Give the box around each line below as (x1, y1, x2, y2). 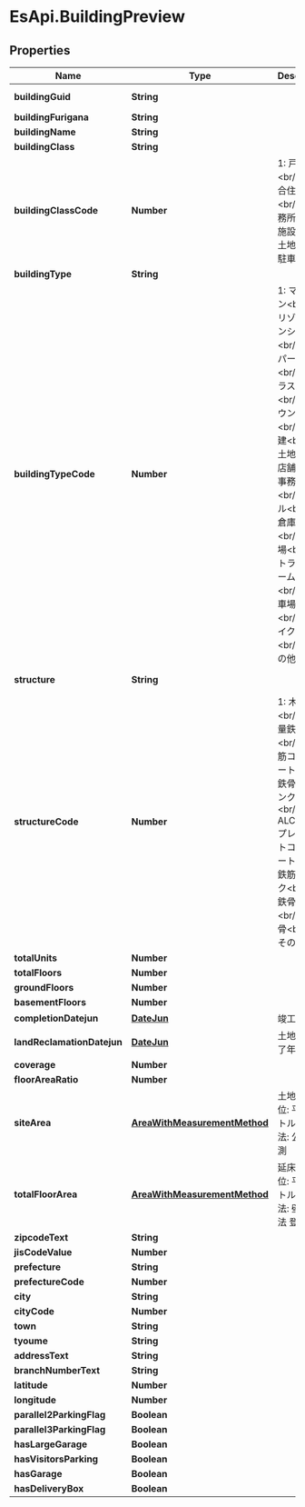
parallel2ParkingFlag (14, 1409, 106, 1421)
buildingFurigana (14, 111, 89, 124)
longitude (14, 1393, 56, 1406)
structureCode (14, 815, 79, 828)
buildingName (14, 125, 76, 138)
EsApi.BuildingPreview (9, 6, 186, 27)
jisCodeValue (14, 1246, 73, 1258)
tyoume (14, 1334, 48, 1347)
